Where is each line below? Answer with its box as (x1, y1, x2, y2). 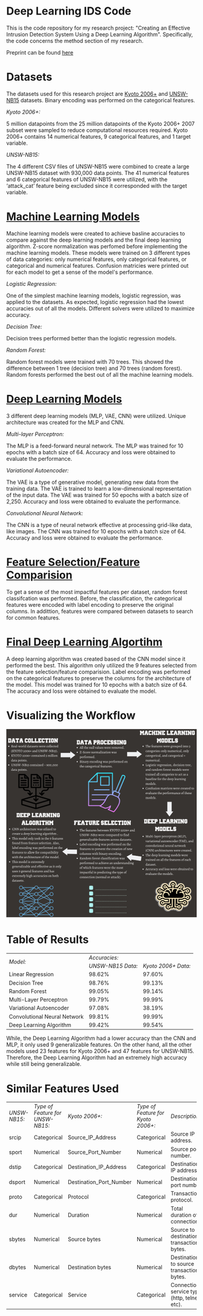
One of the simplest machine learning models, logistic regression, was (6, 292, 181, 299)
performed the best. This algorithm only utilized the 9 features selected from (6, 661, 197, 669)
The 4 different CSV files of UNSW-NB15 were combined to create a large (6, 162, 190, 170)
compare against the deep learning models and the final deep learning (6, 236, 181, 243)
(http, (170, 1294, 184, 1301)
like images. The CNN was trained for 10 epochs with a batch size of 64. (6, 527, 186, 535)
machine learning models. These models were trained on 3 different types (6, 249, 190, 256)
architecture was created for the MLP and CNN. (6, 418, 125, 426)
